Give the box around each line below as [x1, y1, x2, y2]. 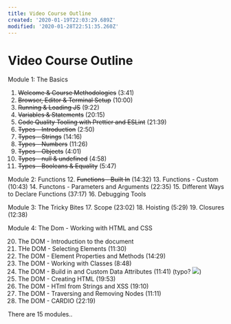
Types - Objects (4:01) [17, 148, 82, 156]
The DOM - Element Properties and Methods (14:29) [17, 252, 166, 261]
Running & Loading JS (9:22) [17, 103, 100, 112]
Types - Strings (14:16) [17, 132, 82, 141]
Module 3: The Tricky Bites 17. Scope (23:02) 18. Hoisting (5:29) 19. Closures [8, 203, 225, 212]
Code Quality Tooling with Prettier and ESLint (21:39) [17, 118, 167, 126]
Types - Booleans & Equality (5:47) [17, 162, 117, 170]
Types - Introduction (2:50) [17, 125, 95, 134]
